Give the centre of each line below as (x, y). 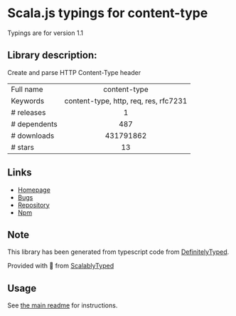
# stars (22, 147)
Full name (27, 89)
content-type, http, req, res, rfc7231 (126, 101)
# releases (28, 112)
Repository (33, 205)
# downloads (33, 136)
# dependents (34, 124)
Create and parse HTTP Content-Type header (74, 72)
